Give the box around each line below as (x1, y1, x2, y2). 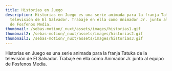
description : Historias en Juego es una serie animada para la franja (5, 12, 159, 17)
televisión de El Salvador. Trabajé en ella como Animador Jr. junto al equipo (5, 55, 164, 61)
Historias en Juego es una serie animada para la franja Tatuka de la (5, 50, 147, 56)
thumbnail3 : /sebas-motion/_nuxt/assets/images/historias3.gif (5, 36, 143, 41)
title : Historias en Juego (5, 7, 63, 13)
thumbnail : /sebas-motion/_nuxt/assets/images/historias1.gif (5, 27, 141, 32)
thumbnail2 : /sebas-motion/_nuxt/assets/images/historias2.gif (5, 31, 143, 36)
